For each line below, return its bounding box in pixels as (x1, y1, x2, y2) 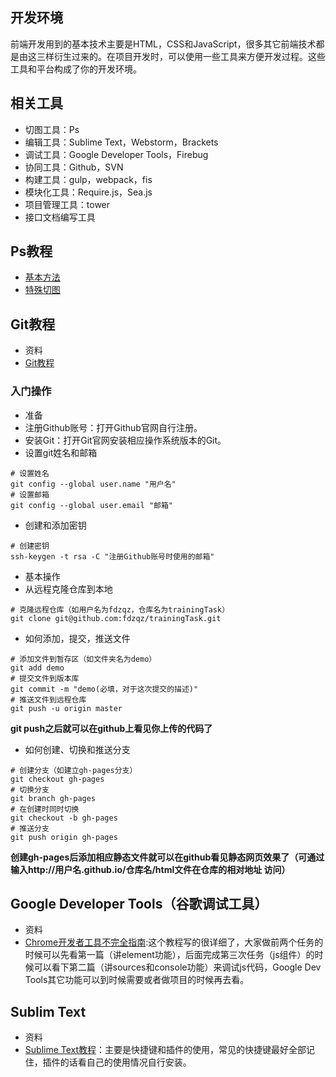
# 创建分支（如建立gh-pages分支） (10, 765, 138, 775)
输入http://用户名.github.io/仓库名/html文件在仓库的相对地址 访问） (10, 863, 291, 875)
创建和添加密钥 (24, 519, 87, 531)
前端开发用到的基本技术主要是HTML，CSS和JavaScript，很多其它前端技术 (10, 38, 317, 50)
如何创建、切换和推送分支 (24, 743, 131, 755)
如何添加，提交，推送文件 (24, 632, 131, 644)
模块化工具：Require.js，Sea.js (24, 186, 153, 198)
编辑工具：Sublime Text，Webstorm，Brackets (24, 136, 219, 148)
